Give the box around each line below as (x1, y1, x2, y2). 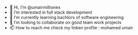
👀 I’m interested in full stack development (9, 9, 92, 15)
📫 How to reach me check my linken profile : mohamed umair (9, 25, 133, 30)
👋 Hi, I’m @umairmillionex (9, 5, 61, 10)
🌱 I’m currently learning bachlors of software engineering (9, 15, 124, 20)
